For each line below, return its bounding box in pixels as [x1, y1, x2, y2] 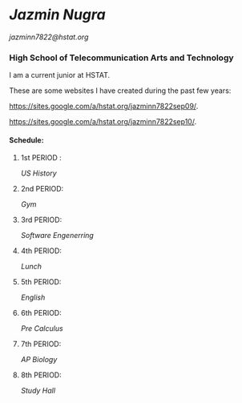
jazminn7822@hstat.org [9, 32, 89, 42]
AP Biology [20, 355, 58, 365]
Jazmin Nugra [9, 6, 107, 24]
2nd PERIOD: [20, 184, 64, 194]
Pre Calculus [20, 324, 63, 333]
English [20, 292, 46, 302]
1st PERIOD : [20, 153, 63, 163]
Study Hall [20, 386, 55, 396]
